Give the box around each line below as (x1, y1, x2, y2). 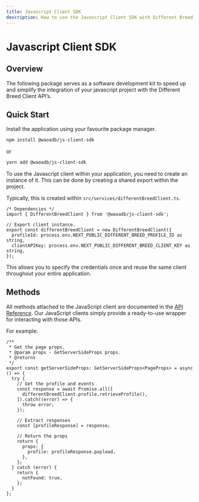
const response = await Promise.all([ (17, 386, 113, 392)
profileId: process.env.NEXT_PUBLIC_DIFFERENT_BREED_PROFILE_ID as (11, 232, 183, 238)
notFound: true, (21, 475, 63, 481)
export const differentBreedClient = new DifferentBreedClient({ (6, 227, 172, 233)
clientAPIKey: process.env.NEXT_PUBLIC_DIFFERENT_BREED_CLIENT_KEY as (11, 243, 191, 249)
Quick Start (6, 109, 49, 120)
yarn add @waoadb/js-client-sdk (6, 160, 86, 166)
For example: (6, 327, 39, 335)
